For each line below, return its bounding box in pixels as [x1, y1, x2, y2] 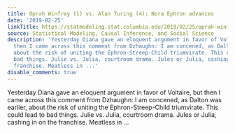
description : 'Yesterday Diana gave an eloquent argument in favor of [7, 36, 218, 43]
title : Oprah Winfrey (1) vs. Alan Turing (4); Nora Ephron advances [7, 10, 215, 17]
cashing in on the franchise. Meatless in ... [7, 118, 129, 126]
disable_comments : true [7, 69, 77, 76]
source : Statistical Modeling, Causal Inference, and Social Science [7, 29, 215, 37]
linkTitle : [7, 23, 39, 30]
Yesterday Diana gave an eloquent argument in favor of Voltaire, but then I [7, 88, 221, 97]
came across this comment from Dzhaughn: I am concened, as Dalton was [7, 95, 222, 104]
